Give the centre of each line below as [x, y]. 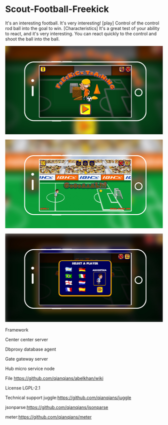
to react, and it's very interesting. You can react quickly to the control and [81, 33]
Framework [17, 330]
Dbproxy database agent [31, 349]
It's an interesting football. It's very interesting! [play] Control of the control [82, 23]
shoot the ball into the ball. [32, 39]
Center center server [27, 340]
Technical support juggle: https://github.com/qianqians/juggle [68, 398]
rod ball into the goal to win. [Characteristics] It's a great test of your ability [82, 28]
